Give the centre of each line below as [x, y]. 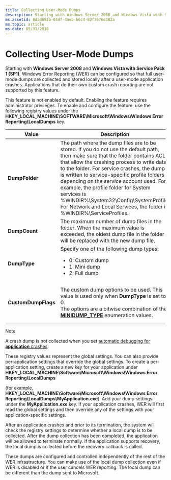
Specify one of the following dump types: [109, 249]
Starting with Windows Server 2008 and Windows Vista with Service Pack [85, 68]
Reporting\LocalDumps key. [35, 122]
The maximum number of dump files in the [111, 222]
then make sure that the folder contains [107, 156]
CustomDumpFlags [32, 303]
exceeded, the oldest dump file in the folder [112, 234]
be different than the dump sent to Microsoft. [52, 473]
